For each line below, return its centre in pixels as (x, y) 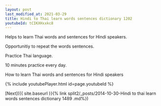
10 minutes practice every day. (36, 65)
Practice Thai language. (29, 56)
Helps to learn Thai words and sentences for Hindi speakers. (66, 37)
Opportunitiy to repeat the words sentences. (50, 46)
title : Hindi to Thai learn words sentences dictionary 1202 (69, 18)
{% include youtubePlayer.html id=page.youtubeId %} (59, 84)
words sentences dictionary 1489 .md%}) (47, 99)
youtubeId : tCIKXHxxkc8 (29, 23)
